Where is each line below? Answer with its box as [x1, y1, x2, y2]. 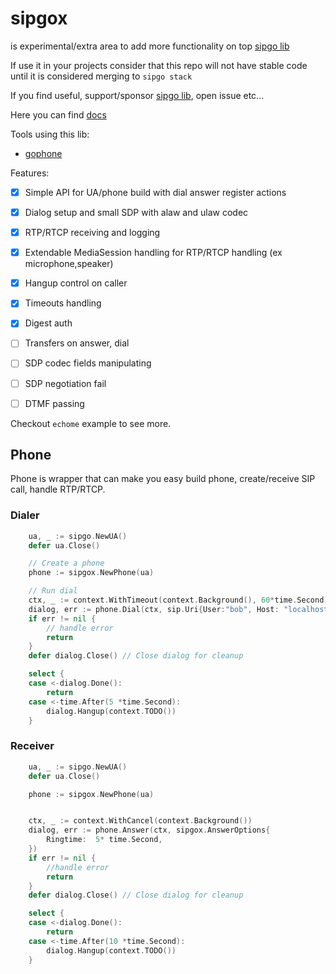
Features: [10, 167, 50, 179]
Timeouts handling [24, 297, 102, 309]
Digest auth [24, 317, 73, 329]
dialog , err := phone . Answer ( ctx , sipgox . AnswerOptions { [28, 825, 271, 836]
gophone [24, 147, 63, 159]
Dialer [10, 508, 40, 522]
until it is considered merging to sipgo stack [10, 70, 193, 82]
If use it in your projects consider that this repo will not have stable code [10, 59, 308, 71]
